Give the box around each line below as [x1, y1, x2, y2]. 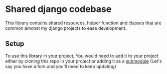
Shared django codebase [5, 3, 112, 15]
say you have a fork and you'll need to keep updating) [5, 63, 116, 69]
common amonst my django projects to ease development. [5, 25, 127, 31]
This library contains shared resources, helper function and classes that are [5, 20, 161, 26]
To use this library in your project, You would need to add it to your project [5, 53, 159, 59]
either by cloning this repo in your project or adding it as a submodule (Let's [5, 58, 162, 64]
